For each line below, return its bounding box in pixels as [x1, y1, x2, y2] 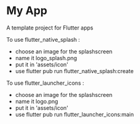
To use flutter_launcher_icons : [6, 79, 84, 87]
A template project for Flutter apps [6, 24, 94, 31]
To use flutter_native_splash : [6, 36, 80, 43]
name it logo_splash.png [15, 54, 77, 61]
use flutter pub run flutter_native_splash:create [15, 67, 134, 74]
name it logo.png [15, 98, 58, 105]
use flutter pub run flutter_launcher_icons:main [15, 110, 134, 118]
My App [6, 4, 48, 18]
